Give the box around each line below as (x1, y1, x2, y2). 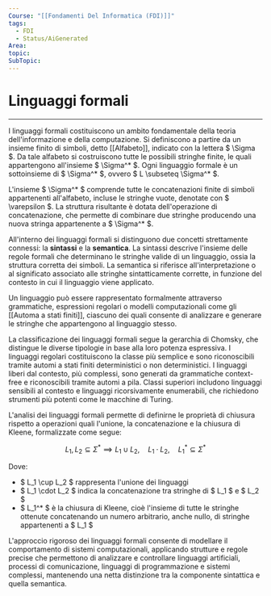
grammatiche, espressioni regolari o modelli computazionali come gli (8, 301, 237, 311)
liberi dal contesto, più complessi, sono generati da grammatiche (8, 368, 224, 378)
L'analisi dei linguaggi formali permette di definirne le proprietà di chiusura (8, 409, 256, 420)
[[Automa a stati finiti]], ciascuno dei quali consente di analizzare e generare (8, 310, 262, 320)
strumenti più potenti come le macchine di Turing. (8, 394, 173, 404)
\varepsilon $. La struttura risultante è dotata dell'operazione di (8, 201, 218, 211)
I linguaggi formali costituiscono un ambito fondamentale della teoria (8, 126, 236, 136)
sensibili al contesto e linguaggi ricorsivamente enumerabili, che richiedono (8, 385, 260, 396)
